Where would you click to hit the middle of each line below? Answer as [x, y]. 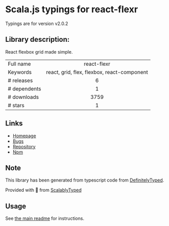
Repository [24, 146]
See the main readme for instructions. [45, 218]
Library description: [37, 40]
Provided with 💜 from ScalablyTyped [44, 190]
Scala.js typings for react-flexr [72, 9]
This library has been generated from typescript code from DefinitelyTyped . [85, 180]
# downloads [23, 97]
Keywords [20, 72]
